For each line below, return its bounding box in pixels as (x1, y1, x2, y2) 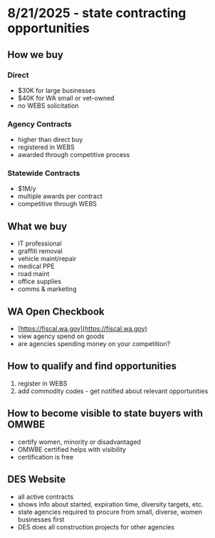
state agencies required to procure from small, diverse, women (17, 507, 203, 516)
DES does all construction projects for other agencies (17, 522, 175, 531)
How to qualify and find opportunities (7, 360, 177, 372)
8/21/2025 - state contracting (7, 5, 187, 21)
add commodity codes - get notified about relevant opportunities (17, 387, 209, 395)
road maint (17, 270, 50, 278)
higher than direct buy (17, 136, 83, 144)
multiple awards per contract (17, 192, 103, 201)
